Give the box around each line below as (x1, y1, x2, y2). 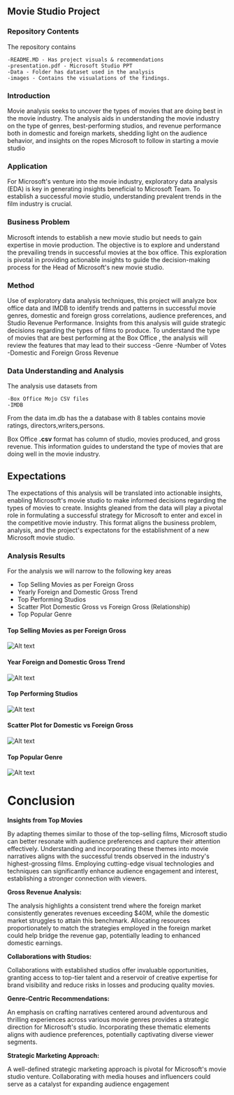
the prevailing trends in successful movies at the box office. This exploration (7, 248, 227, 257)
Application (7, 161, 47, 171)
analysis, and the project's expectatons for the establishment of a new (7, 526, 210, 534)
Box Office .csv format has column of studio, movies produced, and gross (7, 435, 221, 444)
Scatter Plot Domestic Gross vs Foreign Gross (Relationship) (17, 603, 191, 611)
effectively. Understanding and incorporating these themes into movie (7, 845, 209, 853)
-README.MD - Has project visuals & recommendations (7, 56, 164, 63)
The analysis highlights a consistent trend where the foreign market (7, 902, 201, 910)
